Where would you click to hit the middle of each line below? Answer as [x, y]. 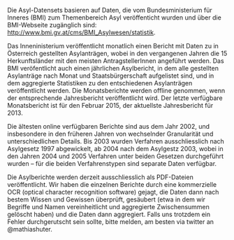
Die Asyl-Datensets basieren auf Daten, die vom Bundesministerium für [110, 10]
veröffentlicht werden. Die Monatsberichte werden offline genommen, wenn [116, 91]
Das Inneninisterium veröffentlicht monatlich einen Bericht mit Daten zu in [113, 46]
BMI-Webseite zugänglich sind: [52, 25]
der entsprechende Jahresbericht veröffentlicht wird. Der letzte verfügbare [115, 98]
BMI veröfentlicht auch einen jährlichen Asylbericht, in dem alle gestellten [113, 68]
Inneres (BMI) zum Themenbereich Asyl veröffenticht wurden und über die [114, 17]
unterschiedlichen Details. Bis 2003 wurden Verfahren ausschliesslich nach [116, 141]
